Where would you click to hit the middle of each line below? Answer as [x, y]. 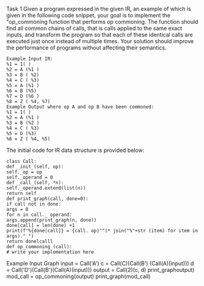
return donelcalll [30, 241]
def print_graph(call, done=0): [47, 199]
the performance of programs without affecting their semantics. [86, 48]
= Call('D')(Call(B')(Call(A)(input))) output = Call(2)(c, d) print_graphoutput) [100, 270]
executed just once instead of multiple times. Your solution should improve [100, 41]
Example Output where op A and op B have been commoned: [80, 107]
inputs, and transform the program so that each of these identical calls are [100, 35]
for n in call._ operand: [39, 215]
